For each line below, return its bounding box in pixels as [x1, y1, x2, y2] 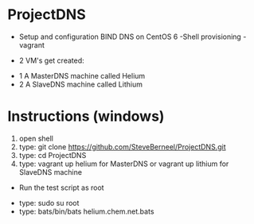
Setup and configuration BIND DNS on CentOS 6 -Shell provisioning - [18, 32, 247, 41]
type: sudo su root [18, 198, 80, 207]
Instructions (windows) [7, 107, 165, 126]
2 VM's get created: [18, 56, 84, 65]
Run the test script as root [18, 183, 104, 192]
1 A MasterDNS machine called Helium [18, 71, 146, 80]
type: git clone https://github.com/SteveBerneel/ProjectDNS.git [18, 141, 226, 152]
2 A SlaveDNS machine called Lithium [18, 79, 143, 89]
